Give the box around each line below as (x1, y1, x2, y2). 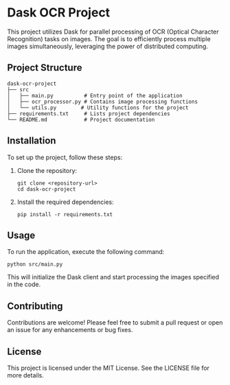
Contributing (7, 300, 63, 312)
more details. (7, 371, 45, 379)
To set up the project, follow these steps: (7, 153, 123, 161)
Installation (7, 135, 56, 147)
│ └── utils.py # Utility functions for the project (7, 104, 189, 111)
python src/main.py (7, 261, 63, 268)
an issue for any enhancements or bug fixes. (7, 326, 133, 334)
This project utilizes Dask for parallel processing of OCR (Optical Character (7, 27, 220, 36)
